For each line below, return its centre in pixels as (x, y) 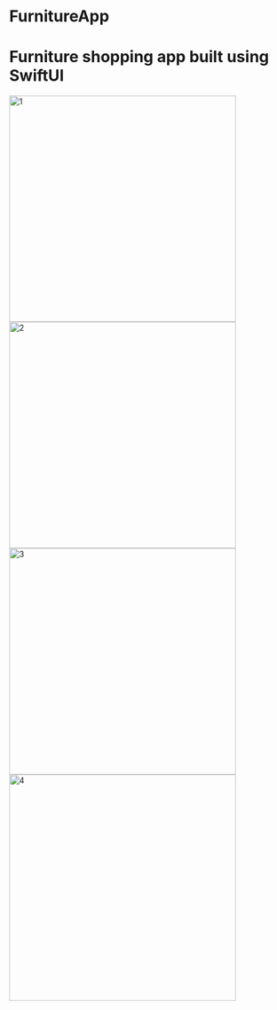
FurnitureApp (59, 16)
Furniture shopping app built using (139, 57)
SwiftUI (37, 76)
